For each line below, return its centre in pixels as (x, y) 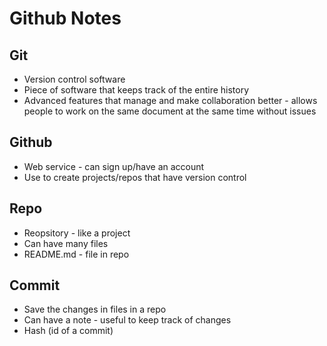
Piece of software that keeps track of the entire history (136, 90)
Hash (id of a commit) (68, 331)
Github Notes (65, 18)
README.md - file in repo (76, 254)
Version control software (74, 79)
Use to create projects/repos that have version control (135, 177)
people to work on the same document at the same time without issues (170, 111)
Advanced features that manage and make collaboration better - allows (170, 100)
